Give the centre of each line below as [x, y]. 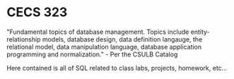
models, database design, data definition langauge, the [122, 39]
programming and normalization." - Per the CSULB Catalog [92, 54]
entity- [200, 32]
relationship [24, 39]
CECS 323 [37, 12]
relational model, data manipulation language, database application [104, 47]
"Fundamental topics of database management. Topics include [98, 32]
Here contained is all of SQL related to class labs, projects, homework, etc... [117, 68]
